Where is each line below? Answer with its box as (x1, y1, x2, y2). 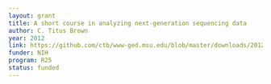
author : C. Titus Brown (8, 26, 89, 34)
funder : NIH (8, 49, 48, 57)
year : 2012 (8, 34, 45, 42)
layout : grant (8, 11, 56, 20)
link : (8, 42, 27, 50)
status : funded (8, 64, 60, 72)
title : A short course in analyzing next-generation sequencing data (8, 19, 248, 27)
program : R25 (8, 57, 52, 65)
